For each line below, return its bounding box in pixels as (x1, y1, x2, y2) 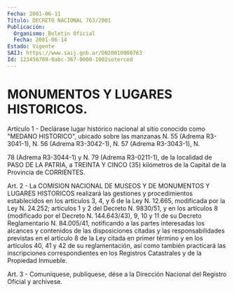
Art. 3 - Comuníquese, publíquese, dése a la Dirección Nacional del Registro (7, 270, 227, 278)
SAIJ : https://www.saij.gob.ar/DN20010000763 (7, 50, 142, 57)
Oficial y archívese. (7, 277, 63, 285)
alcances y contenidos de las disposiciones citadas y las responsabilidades (7, 226, 226, 235)
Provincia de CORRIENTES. (7, 168, 85, 176)
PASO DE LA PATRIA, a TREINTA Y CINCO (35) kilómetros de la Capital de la (7, 160, 226, 169)
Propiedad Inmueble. (7, 256, 68, 264)
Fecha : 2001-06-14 (13, 37, 68, 44)
